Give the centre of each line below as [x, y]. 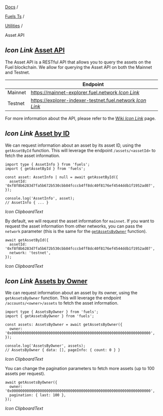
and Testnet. [17, 72]
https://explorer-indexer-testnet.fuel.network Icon [89, 100]
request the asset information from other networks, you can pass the [74, 226]
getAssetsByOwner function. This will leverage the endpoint [63, 298]
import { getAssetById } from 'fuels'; [45, 169]
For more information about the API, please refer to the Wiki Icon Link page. [81, 118]
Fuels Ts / [15, 16]
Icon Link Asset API [35, 50]
